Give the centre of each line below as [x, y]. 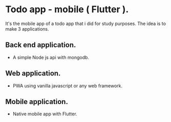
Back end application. [41, 45]
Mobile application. [37, 101]
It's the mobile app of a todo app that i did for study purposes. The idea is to [86, 23]
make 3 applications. [27, 29]
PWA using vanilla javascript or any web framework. [68, 86]
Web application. [33, 73]
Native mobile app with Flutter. [45, 114]
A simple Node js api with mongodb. [51, 57]
